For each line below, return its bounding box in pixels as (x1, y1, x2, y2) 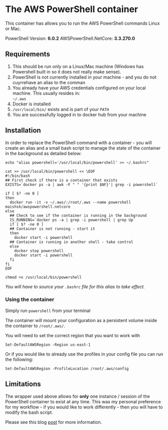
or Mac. (5, 25, 22, 31)
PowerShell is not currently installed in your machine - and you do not (12, 74, 157, 80)
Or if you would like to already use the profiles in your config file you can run (5, 351, 163, 357)
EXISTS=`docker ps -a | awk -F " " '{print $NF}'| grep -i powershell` (5, 182, 158, 187)
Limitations (5, 380, 41, 389)
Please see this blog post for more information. (5, 419, 102, 425)
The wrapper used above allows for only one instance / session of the (5, 393, 150, 399)
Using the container (5, 296, 55, 303)
